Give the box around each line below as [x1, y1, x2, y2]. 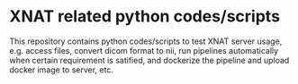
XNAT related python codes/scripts [9, 6, 281, 27]
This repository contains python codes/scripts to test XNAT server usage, [9, 36, 283, 46]
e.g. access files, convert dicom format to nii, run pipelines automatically [9, 45, 279, 55]
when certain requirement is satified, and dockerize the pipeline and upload [9, 55, 290, 65]
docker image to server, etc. [9, 64, 114, 75]
